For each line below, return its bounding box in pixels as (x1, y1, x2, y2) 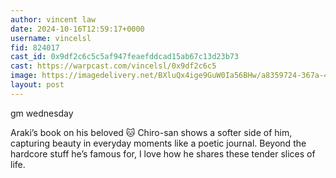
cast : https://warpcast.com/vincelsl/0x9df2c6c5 (10, 61, 217, 71)
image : (10, 71, 38, 81)
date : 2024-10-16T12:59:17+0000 (10, 24, 145, 34)
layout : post (10, 80, 65, 90)
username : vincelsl (10, 33, 92, 43)
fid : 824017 (10, 42, 60, 53)
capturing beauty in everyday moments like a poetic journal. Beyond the (10, 137, 307, 149)
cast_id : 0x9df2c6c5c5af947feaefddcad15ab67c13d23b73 (10, 52, 240, 62)
